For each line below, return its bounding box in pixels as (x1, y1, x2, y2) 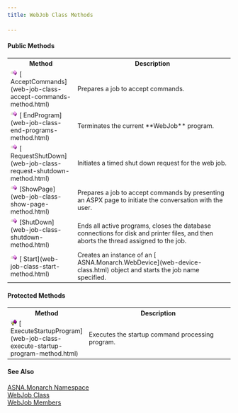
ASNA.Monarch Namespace (7, 383, 90, 392)
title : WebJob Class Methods (7, 11, 93, 18)
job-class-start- (10, 262, 60, 271)
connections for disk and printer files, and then (77, 228, 214, 237)
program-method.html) (10, 349, 79, 358)
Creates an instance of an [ (77, 250, 157, 259)
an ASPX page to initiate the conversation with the (77, 195, 223, 204)
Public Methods (7, 42, 55, 50)
